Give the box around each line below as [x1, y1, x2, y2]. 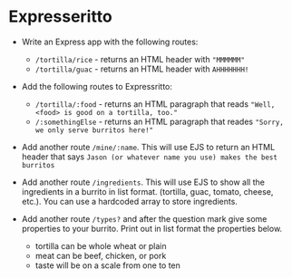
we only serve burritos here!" [34, 125, 154, 135]
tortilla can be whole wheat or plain [34, 240, 167, 251]
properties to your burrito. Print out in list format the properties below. [21, 223, 283, 234]
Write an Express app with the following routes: [21, 36, 199, 47]
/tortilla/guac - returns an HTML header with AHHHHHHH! [34, 63, 249, 74]
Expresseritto [8, 6, 112, 27]
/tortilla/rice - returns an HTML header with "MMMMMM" [34, 53, 246, 64]
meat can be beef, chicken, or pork [34, 250, 167, 261]
